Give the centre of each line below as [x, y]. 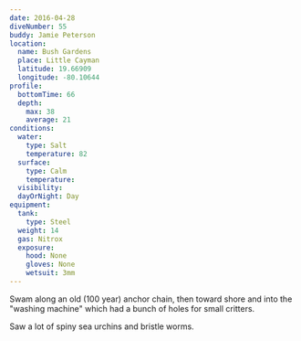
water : [30, 137]
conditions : [32, 129]
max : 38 [40, 112]
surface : [34, 162]
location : [28, 43]
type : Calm [47, 171]
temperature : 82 [57, 154]
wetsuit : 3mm [51, 273]
